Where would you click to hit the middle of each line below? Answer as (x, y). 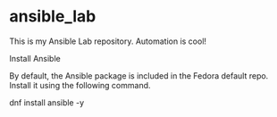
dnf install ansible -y (47, 102)
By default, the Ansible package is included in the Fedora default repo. (139, 75)
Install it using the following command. (80, 85)
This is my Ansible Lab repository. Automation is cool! (108, 41)
